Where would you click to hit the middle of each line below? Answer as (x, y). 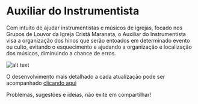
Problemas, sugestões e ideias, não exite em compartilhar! (79, 94)
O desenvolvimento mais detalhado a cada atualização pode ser (86, 76)
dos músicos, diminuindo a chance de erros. (61, 53)
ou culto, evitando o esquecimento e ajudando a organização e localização (99, 47)
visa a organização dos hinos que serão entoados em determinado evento (98, 40)
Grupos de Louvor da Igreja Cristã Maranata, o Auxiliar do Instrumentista (96, 34)
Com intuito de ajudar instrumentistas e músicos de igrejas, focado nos (94, 28)
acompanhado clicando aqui (42, 83)
